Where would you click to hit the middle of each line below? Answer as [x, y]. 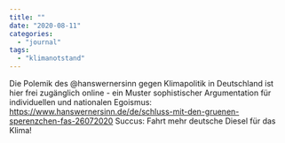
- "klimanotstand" [51, 58]
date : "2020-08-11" [45, 26]
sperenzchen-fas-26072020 [61, 121]
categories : [31, 34]
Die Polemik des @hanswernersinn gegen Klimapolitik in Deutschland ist [141, 83]
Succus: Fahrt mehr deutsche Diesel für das [195, 121]
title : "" [28, 17]
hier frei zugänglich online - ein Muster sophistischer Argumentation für [140, 93]
